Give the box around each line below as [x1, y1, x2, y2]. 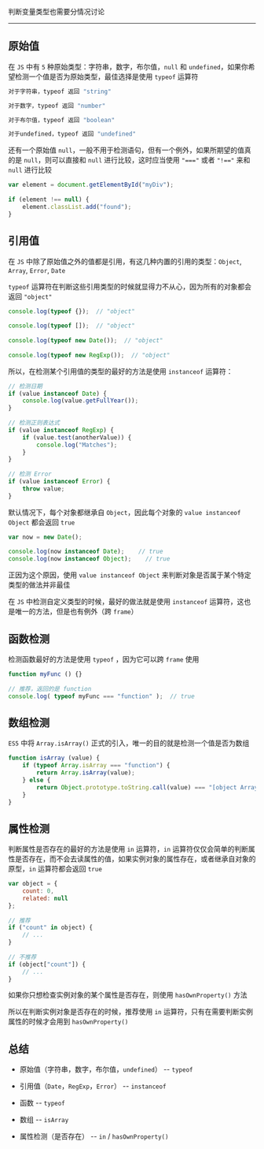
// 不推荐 [8, 953, 37, 961]
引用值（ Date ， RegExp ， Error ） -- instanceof [19, 1081, 167, 1091]
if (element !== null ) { [8, 196, 90, 203]
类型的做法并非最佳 [8, 580, 71, 590]
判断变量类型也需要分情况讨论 [8, 7, 104, 16]
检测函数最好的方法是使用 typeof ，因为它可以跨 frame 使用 [8, 654, 200, 664]
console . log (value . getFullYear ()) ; [22, 397, 139, 405]
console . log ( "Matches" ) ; [36, 441, 118, 449]
